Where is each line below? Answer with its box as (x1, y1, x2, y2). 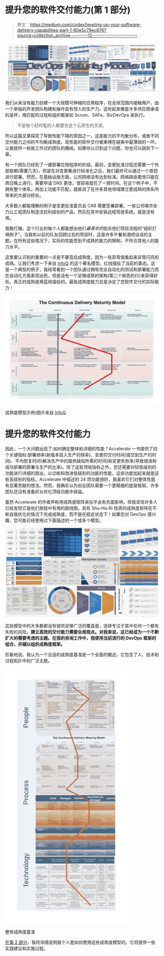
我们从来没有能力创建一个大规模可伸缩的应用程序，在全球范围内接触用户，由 (5, 100, 159, 106)
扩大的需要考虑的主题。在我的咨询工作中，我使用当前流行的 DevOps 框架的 (5, 635, 156, 641)
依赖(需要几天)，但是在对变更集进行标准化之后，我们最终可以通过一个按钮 (9, 168, 158, 174)
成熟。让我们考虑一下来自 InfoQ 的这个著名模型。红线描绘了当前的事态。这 (5, 260, 155, 266)
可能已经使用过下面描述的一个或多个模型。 (18, 517, 103, 523)
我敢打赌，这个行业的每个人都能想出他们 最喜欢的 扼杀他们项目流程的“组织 (5, 226, 153, 231)
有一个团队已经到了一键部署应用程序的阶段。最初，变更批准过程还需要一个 (5, 162, 155, 168)
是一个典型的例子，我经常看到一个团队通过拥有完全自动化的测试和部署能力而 (5, 267, 159, 273)
